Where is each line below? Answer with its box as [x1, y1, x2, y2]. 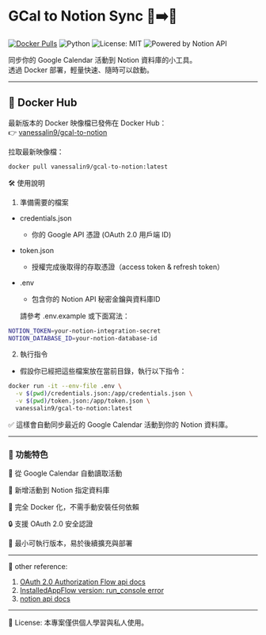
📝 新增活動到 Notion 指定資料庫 [8, 486, 110, 495]
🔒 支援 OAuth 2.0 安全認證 [8, 519, 93, 529]
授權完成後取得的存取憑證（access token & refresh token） [31, 262, 224, 271]
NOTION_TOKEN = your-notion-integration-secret [8, 327, 161, 335]
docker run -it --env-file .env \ [8, 383, 123, 391]
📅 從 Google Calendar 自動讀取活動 [8, 468, 123, 478]
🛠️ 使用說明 [8, 178, 45, 187]
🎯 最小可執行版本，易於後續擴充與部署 [8, 538, 133, 548]
